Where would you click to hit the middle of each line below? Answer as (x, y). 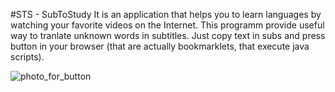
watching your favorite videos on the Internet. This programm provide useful (167, 25)
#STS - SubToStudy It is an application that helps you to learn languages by (166, 14)
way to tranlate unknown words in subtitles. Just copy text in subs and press (168, 35)
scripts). (27, 57)
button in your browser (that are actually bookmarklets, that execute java (160, 46)
